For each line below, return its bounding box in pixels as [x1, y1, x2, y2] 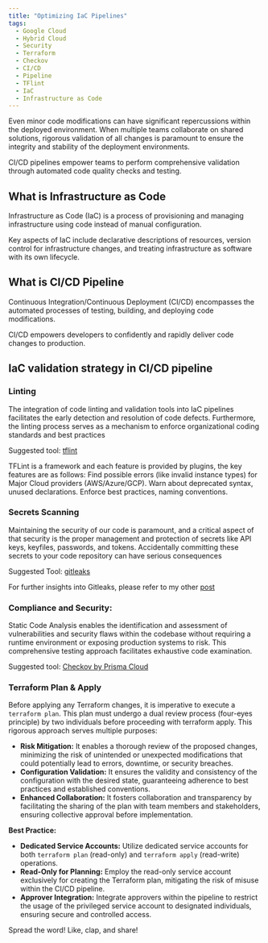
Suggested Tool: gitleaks [8, 566, 91, 576]
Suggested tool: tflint [8, 445, 78, 455]
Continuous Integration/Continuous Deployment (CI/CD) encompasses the [8, 297, 255, 306]
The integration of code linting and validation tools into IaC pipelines [8, 404, 234, 413]
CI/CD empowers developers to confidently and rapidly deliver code [8, 330, 234, 339]
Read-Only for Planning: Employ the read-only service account [19, 867, 232, 877]
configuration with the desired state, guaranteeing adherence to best [19, 775, 249, 786]
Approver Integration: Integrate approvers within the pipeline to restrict [19, 892, 258, 903]
